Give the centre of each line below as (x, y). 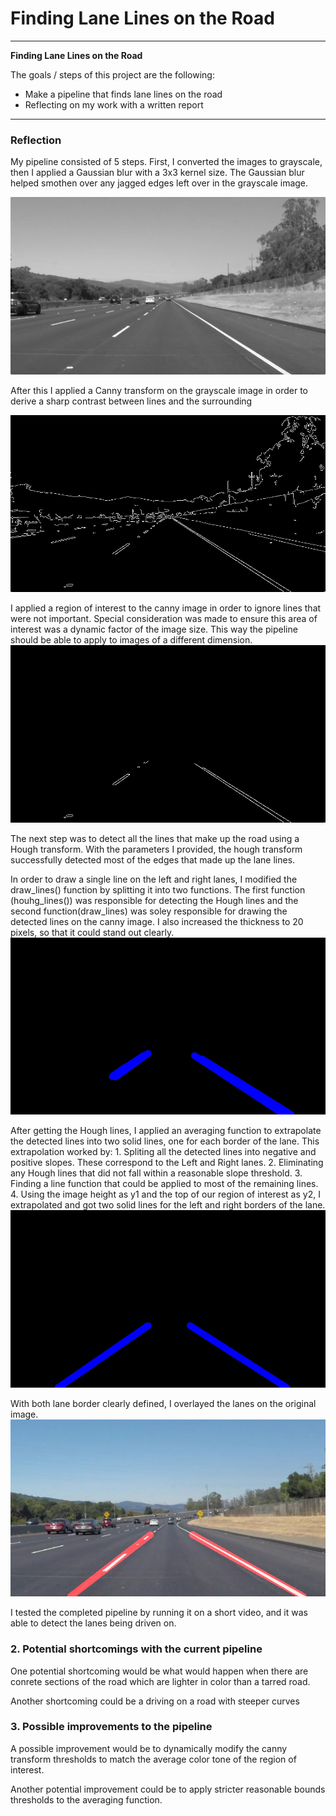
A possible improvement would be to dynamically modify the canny (149, 1748)
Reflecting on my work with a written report (114, 104)
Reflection (36, 140)
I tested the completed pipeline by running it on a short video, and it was (159, 1613)
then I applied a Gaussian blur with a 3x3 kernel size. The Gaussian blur (157, 173)
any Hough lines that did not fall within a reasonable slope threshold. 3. (156, 1173)
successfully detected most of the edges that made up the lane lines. (153, 859)
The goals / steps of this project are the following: (112, 74)
